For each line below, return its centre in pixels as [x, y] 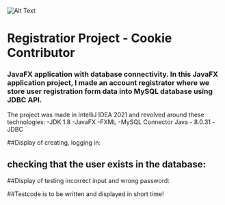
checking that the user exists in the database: [107, 164]
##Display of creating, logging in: [54, 143]
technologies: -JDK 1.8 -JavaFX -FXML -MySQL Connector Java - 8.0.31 [109, 122]
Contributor [41, 53]
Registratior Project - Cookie [90, 38]
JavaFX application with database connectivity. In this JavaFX [113, 74]
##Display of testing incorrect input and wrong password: [88, 181]
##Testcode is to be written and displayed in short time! [85, 194]
